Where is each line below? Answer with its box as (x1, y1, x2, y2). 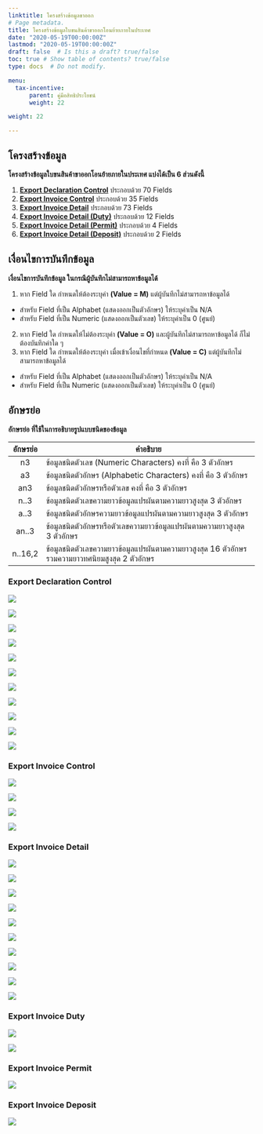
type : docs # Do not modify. (8, 63, 107, 71)
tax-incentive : (15, 84, 65, 92)
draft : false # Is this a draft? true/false (8, 48, 159, 56)
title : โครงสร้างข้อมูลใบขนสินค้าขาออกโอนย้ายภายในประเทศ (8, 26, 151, 34)
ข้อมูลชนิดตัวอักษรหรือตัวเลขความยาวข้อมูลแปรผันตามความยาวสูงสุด (45, 520, 245, 531)
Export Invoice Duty (8, 1011, 85, 1022)
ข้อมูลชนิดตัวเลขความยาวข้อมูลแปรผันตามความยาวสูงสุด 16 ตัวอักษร (45, 543, 247, 554)
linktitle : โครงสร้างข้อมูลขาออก (8, 11, 94, 20)
